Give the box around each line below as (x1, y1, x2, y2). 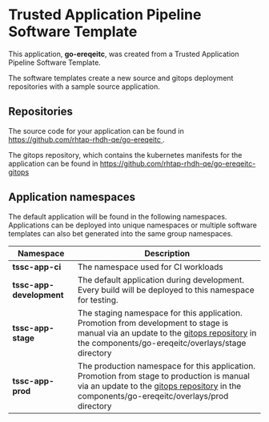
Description (143, 247, 191, 259)
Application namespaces (8, 191, 136, 204)
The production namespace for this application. (77, 360, 256, 372)
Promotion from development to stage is (77, 317, 229, 328)
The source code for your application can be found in (8, 126, 184, 135)
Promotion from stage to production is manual (77, 370, 251, 381)
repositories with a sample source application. (8, 82, 160, 91)
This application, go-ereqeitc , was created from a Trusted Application (8, 49, 239, 58)
